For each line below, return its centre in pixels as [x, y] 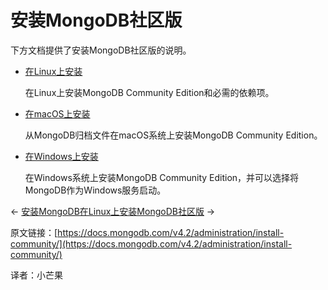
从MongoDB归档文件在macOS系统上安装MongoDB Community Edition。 [173, 135]
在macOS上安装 [57, 113]
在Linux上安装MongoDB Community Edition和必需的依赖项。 [149, 92]
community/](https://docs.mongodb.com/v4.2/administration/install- [151, 243]
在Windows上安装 [61, 156]
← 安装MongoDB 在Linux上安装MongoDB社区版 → [113, 211]
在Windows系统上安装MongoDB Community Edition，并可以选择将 [162, 177]
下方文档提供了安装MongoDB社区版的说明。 [101, 50]
